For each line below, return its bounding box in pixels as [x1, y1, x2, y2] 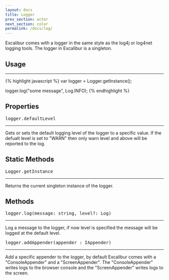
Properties [5, 102, 39, 111]
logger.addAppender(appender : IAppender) [5, 240, 112, 246]
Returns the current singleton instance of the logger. [5, 182, 114, 189]
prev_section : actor [5, 17, 49, 22]
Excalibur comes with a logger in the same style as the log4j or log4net [5, 40, 152, 46]
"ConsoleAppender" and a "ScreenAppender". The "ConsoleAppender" [5, 259, 153, 265]
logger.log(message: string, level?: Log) [5, 211, 112, 217]
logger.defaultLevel [5, 115, 56, 121]
